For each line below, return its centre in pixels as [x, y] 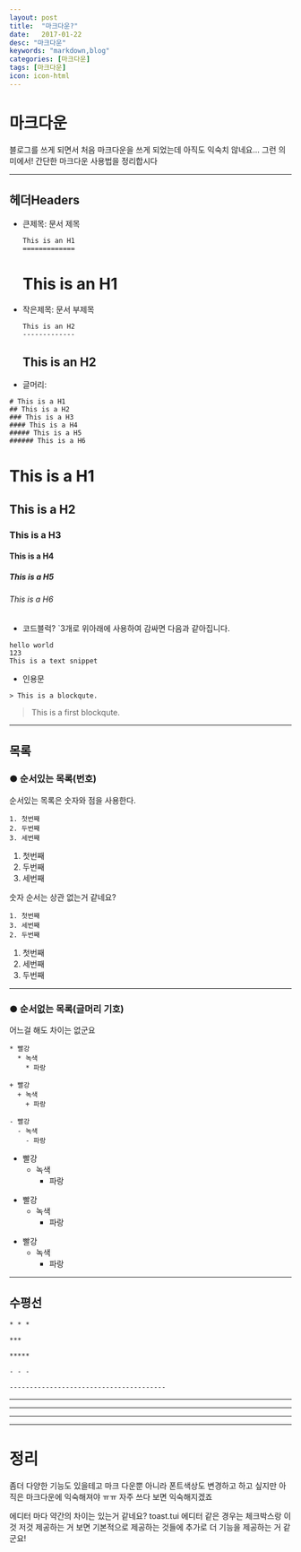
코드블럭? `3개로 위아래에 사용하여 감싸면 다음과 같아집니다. [126, 628]
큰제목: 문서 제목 [51, 223]
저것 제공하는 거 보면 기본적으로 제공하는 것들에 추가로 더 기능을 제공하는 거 [150, 1527]
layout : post [34, 17]
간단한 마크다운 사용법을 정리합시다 [97, 160]
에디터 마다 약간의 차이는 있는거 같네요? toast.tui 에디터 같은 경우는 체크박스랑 [146, 1515]
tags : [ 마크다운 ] [38, 68]
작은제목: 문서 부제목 [58, 309]
